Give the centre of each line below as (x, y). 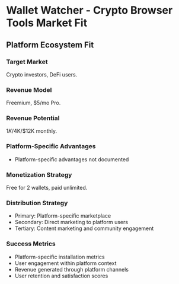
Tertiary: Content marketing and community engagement (84, 228)
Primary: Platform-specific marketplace (63, 216)
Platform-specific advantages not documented (72, 159)
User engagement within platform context (65, 263)
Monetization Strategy (39, 174)
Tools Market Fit (47, 23)
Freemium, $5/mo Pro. (33, 103)
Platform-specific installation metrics (60, 257)
